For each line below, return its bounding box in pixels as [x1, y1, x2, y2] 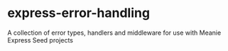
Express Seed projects [7, 35, 73, 44]
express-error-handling [7, 5, 151, 21]
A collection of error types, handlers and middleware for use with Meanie [7, 28, 222, 37]
